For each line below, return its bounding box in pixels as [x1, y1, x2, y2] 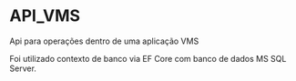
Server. [9, 63, 36, 74]
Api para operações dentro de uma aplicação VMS [9, 35, 199, 46]
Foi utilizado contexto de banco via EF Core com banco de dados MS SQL [9, 53, 287, 64]
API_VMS [9, 5, 80, 26]
